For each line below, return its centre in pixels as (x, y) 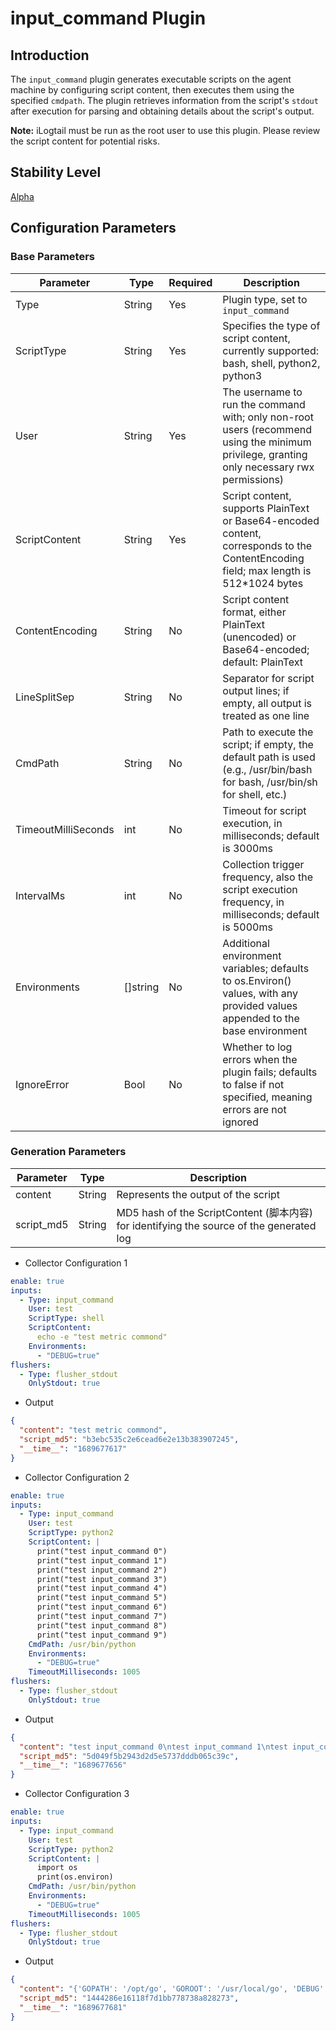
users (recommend (267, 429)
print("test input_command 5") (102, 1598)
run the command (264, 404)
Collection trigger (263, 864)
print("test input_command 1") (102, 1560)
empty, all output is (267, 703)
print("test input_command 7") (102, 1617)
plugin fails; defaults (270, 1072)
